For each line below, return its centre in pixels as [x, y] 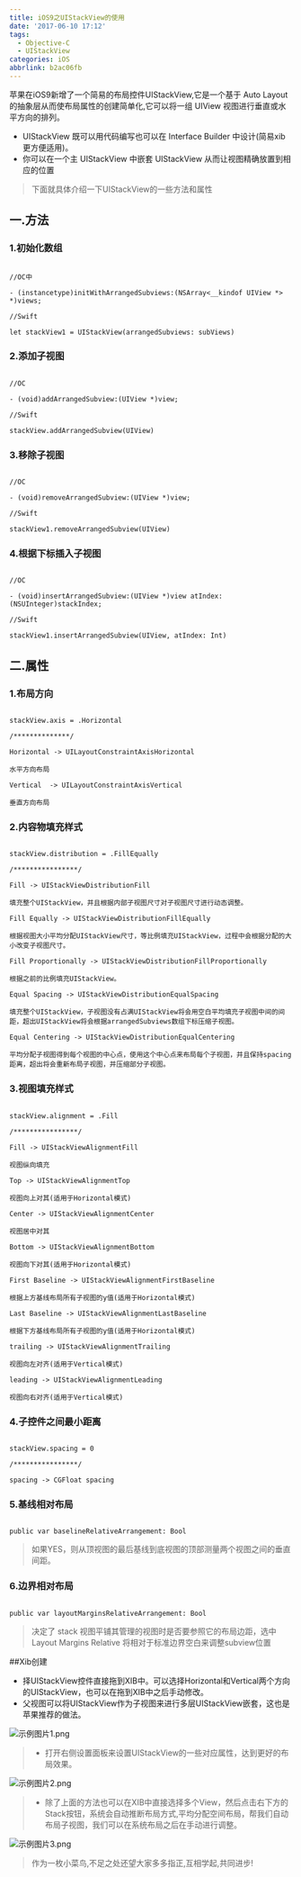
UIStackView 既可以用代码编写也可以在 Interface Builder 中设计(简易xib [154, 136]
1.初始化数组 [36, 248]
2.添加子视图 [37, 356]
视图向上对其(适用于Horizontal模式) [71, 1198]
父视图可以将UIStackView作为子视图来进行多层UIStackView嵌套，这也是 [156, 1703]
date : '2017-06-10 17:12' [58, 26]
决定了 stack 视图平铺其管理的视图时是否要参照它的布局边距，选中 [154, 1631]
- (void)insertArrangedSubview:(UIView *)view [98, 596]
